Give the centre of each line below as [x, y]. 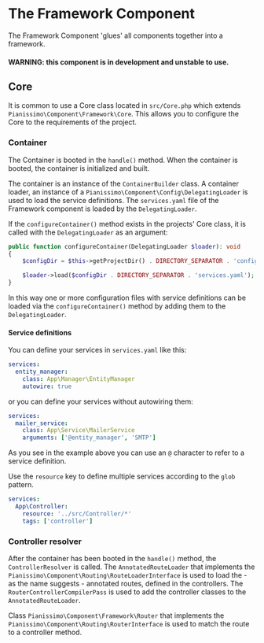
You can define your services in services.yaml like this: [97, 350]
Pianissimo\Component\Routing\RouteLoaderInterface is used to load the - [128, 575]
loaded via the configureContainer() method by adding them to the [117, 306]
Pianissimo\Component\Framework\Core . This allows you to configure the [124, 114]
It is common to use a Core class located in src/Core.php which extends [125, 105]
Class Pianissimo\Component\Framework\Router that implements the [116, 615]
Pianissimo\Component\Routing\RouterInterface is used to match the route [129, 624]
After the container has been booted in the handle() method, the [112, 559]
